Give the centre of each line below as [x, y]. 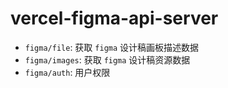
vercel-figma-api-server [114, 18]
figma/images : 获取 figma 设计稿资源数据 [107, 59]
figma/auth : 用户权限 [67, 72]
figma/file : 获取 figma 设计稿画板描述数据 [112, 47]
